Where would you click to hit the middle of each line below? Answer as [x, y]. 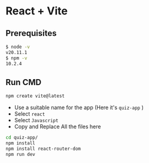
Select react [30, 114]
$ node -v [18, 47]
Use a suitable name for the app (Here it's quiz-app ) [79, 108]
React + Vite [37, 11]
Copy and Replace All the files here [57, 126]
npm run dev [20, 154]
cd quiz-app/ [22, 138]
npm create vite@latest [35, 96]
